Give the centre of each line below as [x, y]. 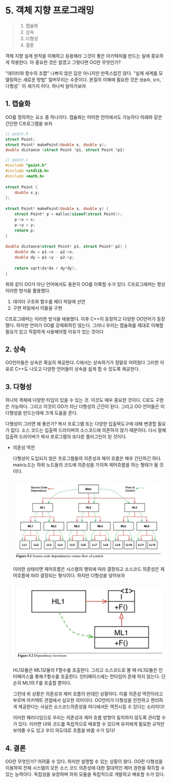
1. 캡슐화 [18, 104]
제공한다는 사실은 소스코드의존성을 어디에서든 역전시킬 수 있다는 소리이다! [91, 707]
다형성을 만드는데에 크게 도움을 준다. [41, 413]
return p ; [25, 230]
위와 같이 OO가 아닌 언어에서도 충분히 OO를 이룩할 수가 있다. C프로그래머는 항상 [85, 284]
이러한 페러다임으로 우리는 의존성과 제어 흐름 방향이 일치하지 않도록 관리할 [87, 718]
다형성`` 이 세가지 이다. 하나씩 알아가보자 [46, 86]
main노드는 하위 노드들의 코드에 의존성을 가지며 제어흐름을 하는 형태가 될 [85, 465]
